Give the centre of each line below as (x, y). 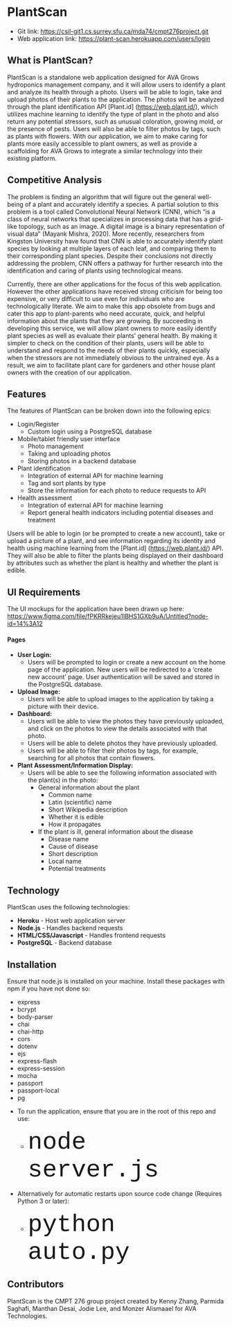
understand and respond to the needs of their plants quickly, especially (109, 350)
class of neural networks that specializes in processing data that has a (107, 219)
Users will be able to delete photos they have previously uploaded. (123, 744)
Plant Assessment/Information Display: (75, 765)
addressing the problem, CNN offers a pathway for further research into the (115, 263)
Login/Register (38, 425)
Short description (73, 854)
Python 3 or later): (43, 1201)
